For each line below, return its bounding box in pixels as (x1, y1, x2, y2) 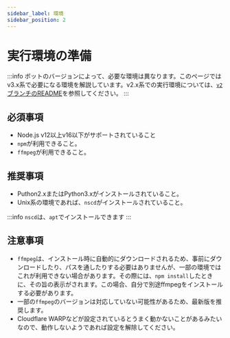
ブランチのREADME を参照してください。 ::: (7, 89, 129, 98)
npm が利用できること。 (16, 139, 81, 148)
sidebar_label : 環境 (7, 10, 64, 17)
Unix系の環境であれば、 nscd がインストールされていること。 (16, 199, 187, 207)
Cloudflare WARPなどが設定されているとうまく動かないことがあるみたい (16, 314, 222, 323)
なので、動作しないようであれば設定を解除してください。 (16, 323, 179, 331)
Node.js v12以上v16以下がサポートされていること (16, 131, 157, 139)
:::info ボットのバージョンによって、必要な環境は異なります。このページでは (7, 72, 222, 80)
